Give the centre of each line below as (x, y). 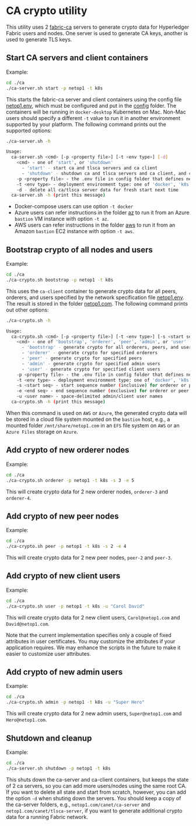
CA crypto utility (47, 11)
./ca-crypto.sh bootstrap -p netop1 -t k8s (60, 280)
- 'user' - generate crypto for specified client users (91, 369)
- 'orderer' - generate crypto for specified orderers (90, 353)
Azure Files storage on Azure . (42, 431)
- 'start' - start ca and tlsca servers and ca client (90, 168)
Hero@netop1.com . (27, 720)
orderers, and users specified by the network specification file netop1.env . (95, 297)
